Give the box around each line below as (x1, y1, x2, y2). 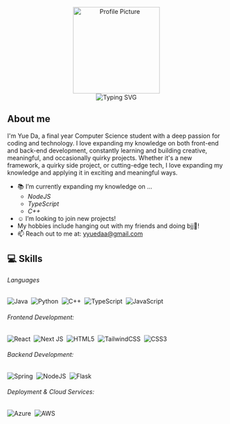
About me (7, 113, 51, 125)
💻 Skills (7, 253, 43, 265)
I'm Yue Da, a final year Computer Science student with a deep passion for (7, 132, 220, 140)
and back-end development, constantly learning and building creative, (7, 146, 208, 154)
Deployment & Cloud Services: (7, 388, 95, 396)
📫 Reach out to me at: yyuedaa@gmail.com (17, 229, 143, 238)
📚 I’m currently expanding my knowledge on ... (17, 182, 152, 191)
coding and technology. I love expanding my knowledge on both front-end (7, 139, 220, 147)
